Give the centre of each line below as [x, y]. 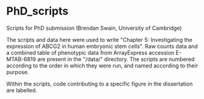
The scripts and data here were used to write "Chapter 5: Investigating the [100, 39]
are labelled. [22, 90]
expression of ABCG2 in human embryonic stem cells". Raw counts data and [102, 46]
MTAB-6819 [21, 59]
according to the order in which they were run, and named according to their [102, 66]
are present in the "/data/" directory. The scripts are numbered [116, 59]
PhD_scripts [37, 11]
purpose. [18, 72]
